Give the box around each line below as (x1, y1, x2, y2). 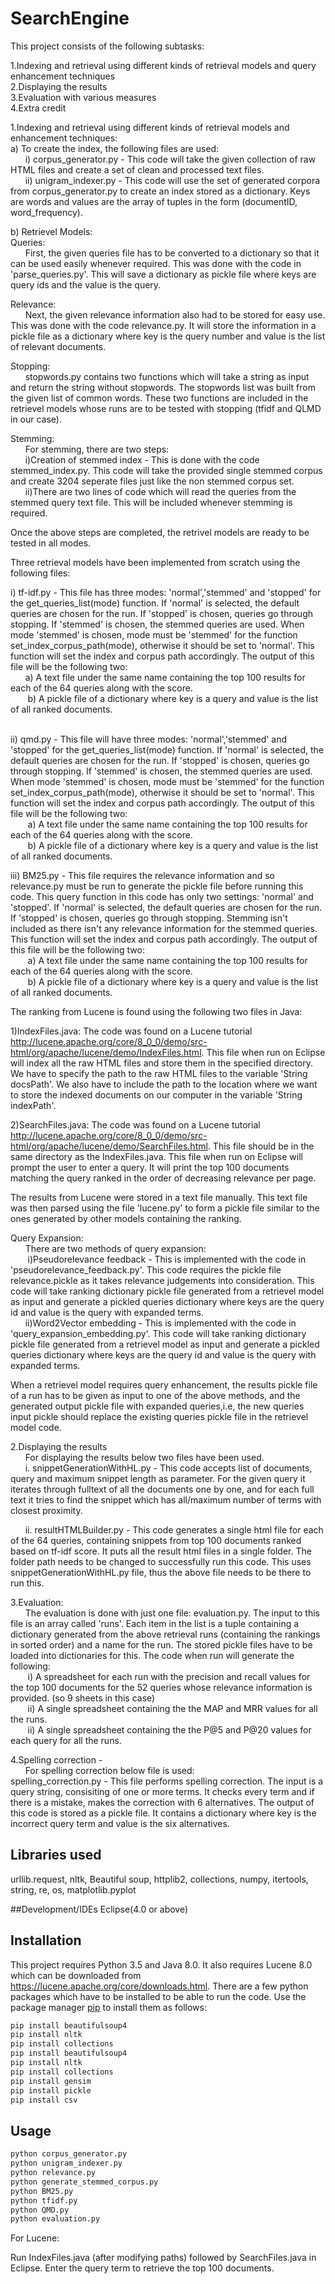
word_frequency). (10, 206, 83, 218)
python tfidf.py (10, 2195, 78, 2206)
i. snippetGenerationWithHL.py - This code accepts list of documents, (24, 1462, 313, 1474)
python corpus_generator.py (10, 2149, 128, 2159)
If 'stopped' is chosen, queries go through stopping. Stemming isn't (10, 912, 288, 924)
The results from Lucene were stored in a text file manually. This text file (10, 1191, 308, 1203)
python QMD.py (10, 2205, 70, 2215)
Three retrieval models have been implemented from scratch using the (10, 556, 301, 568)
